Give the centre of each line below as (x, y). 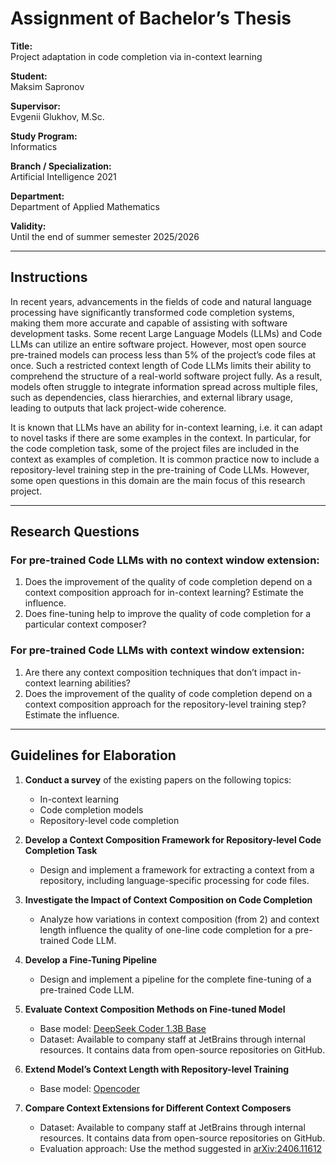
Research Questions (75, 532)
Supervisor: (35, 106)
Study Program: (44, 136)
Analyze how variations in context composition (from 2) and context (179, 919)
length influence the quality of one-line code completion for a (166, 929)
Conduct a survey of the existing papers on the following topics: (158, 779)
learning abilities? (94, 683)
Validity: (28, 226)
